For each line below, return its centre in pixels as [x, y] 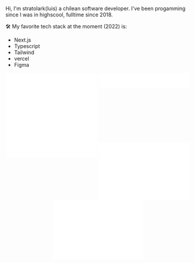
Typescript [27, 46]
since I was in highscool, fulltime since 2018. [59, 15]
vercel [22, 59]
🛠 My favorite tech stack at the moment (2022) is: [66, 26]
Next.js [23, 40]
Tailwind [24, 52]
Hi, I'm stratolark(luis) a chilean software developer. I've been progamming [96, 8]
